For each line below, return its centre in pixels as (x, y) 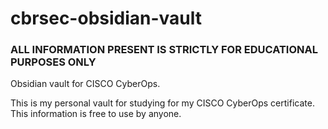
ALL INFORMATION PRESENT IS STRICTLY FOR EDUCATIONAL (164, 50)
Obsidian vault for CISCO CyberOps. (85, 84)
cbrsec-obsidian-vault (106, 18)
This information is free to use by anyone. (96, 114)
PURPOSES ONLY (53, 62)
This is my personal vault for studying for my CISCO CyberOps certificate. (162, 103)
